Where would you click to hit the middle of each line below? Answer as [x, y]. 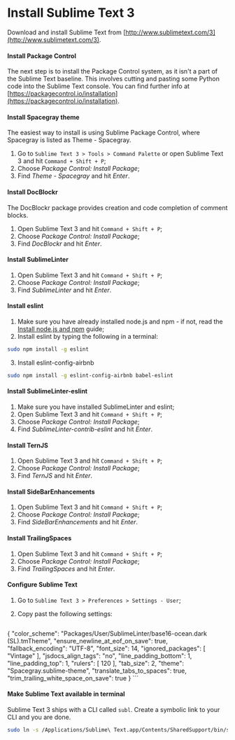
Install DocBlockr [33, 192]
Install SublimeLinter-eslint [48, 391]
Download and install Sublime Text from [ [66, 32]
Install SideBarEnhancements [51, 491]
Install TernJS [28, 445]
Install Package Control [42, 56]
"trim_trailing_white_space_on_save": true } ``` [73, 678]
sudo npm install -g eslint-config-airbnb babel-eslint [90, 375]
